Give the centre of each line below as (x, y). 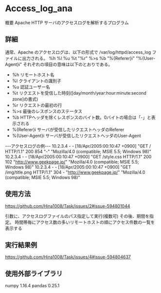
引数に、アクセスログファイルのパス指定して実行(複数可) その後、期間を (77, 216)
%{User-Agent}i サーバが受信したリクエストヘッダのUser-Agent (76, 136)
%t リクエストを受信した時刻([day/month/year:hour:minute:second (79, 93)
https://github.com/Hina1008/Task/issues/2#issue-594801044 (68, 206)
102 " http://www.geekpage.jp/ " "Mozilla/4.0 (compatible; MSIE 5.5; (72, 162)
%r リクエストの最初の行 (37, 105)
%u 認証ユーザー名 (31, 87)
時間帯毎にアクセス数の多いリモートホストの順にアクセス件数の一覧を (85, 222)
